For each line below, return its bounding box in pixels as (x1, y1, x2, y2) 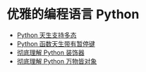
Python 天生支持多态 (16, 31, 77, 39)
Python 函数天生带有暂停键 (16, 39, 96, 48)
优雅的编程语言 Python (6, 6, 140, 22)
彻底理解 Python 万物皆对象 (16, 57, 97, 65)
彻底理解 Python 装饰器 (16, 48, 85, 57)
